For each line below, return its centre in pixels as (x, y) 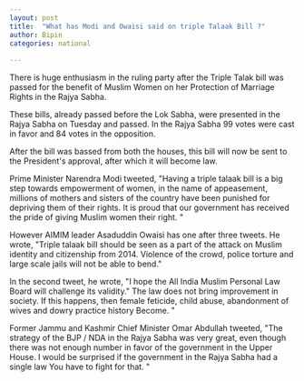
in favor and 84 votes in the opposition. (83, 134)
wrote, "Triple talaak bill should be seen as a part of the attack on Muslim (146, 245)
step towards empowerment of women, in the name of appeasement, (138, 188)
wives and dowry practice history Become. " (92, 311)
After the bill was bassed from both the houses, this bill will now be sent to (148, 152)
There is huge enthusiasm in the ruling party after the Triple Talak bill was (147, 77)
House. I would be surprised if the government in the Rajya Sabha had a (144, 357)
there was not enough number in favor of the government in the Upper (141, 347)
